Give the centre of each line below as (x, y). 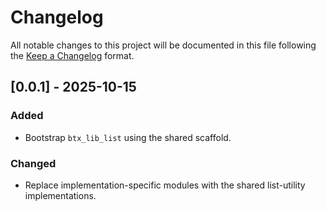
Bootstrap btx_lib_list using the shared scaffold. (128, 137)
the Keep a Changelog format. (72, 55)
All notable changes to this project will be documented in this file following (163, 45)
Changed (33, 163)
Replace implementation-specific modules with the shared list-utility (165, 185)
